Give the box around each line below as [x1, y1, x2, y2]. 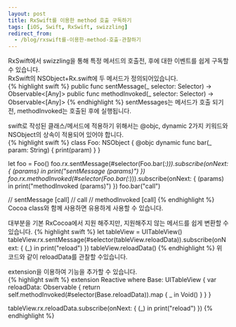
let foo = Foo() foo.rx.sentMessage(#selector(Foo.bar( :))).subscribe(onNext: [8, 160, 229, 168]
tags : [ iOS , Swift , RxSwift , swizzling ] [8, 23, 129, 30]
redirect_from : [8, 30, 53, 37]
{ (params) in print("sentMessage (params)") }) [8, 167, 146, 176]
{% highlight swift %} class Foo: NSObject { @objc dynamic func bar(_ [8, 139, 212, 147]
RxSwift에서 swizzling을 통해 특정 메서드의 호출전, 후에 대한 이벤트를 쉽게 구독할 [8, 57, 229, 65]
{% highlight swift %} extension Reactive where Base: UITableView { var [8, 276, 217, 284]
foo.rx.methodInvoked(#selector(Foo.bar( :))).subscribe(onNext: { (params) [8, 174, 224, 183]
